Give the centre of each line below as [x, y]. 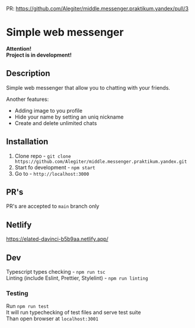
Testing [17, 293]
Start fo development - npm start [55, 167]
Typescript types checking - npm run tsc [56, 272]
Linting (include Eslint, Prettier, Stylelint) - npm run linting [77, 278]
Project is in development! [39, 55]
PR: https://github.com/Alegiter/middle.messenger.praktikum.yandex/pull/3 [97, 9]
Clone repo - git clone [43, 156]
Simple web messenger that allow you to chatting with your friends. [88, 87]
